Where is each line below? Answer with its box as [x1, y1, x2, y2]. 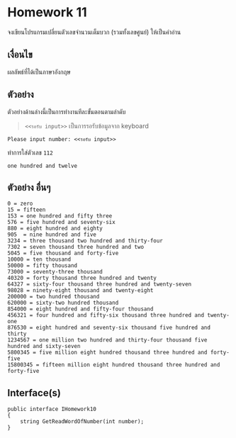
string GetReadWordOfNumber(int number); [20, 418, 144, 425]
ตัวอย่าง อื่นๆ [7, 181, 51, 193]
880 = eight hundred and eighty [7, 225, 103, 232]
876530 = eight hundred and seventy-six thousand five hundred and [7, 324, 211, 332]
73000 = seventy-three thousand [7, 269, 103, 276]
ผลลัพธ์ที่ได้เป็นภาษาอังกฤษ [7, 67, 71, 76]
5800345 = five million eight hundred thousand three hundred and [7, 349, 208, 356]
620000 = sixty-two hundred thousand [7, 299, 119, 307]
